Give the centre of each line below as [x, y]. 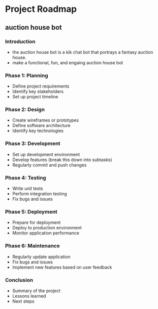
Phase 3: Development [33, 143]
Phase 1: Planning [27, 75]
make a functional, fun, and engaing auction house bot [67, 62]
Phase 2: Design [25, 110]
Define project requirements [41, 86]
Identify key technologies [38, 131]
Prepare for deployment [36, 222]
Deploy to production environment [47, 228]
